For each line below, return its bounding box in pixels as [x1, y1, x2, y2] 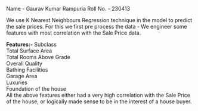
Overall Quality [6, 60, 43, 67]
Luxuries [6, 79, 28, 86]
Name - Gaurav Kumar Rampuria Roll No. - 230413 [6, 5, 130, 12]
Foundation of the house [6, 85, 67, 92]
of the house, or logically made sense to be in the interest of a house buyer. [6, 98, 192, 105]
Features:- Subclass [6, 41, 57, 48]
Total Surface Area [6, 47, 52, 54]
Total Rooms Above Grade [6, 54, 70, 60]
